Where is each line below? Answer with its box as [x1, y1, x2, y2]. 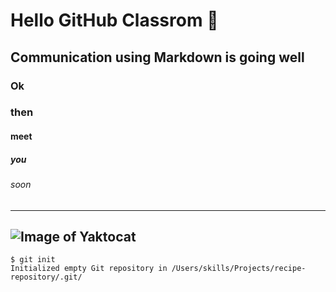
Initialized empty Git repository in [10, 264, 168, 274]
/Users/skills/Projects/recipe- [171, 264, 307, 274]
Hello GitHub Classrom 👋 [10, 9, 219, 32]
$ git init [10, 255, 56, 265]
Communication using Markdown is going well [10, 49, 305, 66]
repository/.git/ [10, 272, 83, 283]
